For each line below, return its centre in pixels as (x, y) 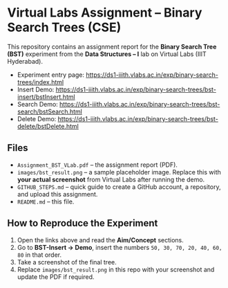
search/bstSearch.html (50, 111)
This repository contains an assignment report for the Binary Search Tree (112, 46)
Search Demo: (38, 104)
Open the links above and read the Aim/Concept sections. (101, 240)
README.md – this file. (46, 201)
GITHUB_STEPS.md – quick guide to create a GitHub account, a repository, (119, 187)
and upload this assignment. (57, 194)
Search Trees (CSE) (64, 27)
